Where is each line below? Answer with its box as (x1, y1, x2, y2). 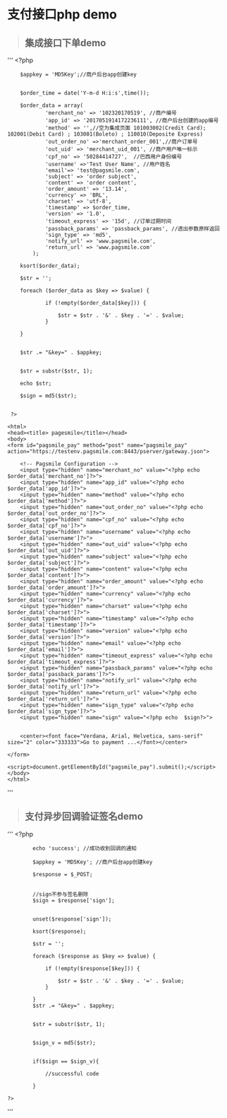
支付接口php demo (7, 6, 118, 23)
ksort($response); (32, 928, 87, 935)
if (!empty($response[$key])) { (44, 965, 140, 972)
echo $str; (20, 380, 52, 387)
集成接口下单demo (24, 37, 106, 49)
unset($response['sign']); (32, 915, 112, 923)
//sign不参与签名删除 (32, 890, 89, 898)
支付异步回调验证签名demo (24, 810, 143, 822)
